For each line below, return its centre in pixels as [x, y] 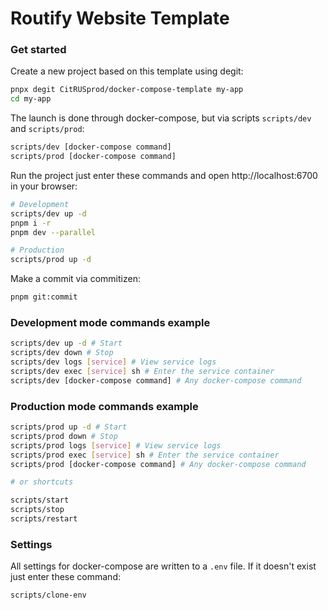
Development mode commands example [110, 323]
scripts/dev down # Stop [62, 353]
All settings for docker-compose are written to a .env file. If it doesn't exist [163, 566]
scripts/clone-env [48, 595]
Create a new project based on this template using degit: [127, 71]
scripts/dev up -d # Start [66, 343]
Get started [38, 50]
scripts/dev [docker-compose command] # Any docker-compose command [156, 380]
